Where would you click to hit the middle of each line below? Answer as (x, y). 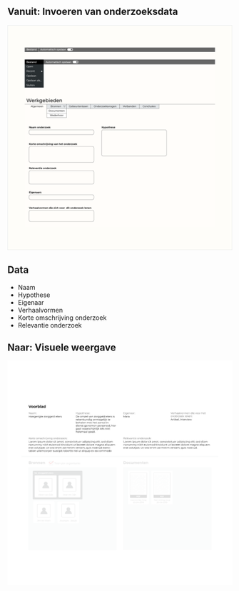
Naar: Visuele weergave (62, 348)
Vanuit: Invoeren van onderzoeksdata (93, 12)
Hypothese (34, 295)
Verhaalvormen (40, 310)
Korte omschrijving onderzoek (62, 318)
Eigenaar (31, 302)
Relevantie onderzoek (50, 325)
